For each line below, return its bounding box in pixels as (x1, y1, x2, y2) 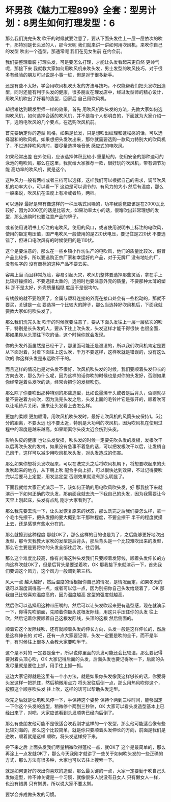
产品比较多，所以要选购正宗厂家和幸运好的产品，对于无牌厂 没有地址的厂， (5, 254, 163, 261)
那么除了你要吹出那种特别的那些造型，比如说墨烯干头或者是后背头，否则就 (5, 389, 161, 396)
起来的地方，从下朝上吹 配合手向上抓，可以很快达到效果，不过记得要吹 (14, 467, 163, 473)
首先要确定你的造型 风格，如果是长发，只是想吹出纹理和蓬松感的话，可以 (5, 130, 158, 136)
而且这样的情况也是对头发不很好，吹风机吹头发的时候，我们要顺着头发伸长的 (5, 366, 166, 372)
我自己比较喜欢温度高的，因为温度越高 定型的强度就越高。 (5, 591, 127, 598)
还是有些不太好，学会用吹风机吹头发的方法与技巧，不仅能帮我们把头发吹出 (5, 82, 161, 88)
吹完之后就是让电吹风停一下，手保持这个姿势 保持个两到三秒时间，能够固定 (5, 697, 163, 703)
